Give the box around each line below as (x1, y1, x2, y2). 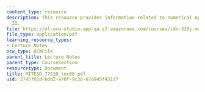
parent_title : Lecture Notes (6, 54, 81, 60)
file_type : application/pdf (6, 31, 78, 38)
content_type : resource (6, 8, 67, 15)
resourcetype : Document (6, 65, 67, 71)
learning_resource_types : (6, 37, 72, 43)
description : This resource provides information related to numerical (6, 15, 192, 21)
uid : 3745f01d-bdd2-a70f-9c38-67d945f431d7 (6, 76, 119, 82)
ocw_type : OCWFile (6, 48, 53, 54)
